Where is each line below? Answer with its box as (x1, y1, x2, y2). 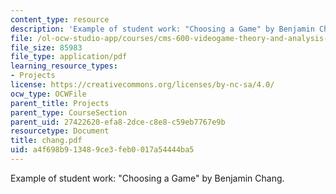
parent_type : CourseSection (10, 107, 128, 118)
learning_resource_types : (10, 61, 118, 71)
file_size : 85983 (10, 42, 83, 53)
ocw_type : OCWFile (10, 89, 87, 99)
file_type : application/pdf (10, 52, 128, 62)
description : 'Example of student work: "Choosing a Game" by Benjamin (10, 24, 315, 34)
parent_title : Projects (10, 98, 110, 108)
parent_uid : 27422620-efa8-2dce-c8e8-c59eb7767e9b (10, 117, 226, 127)
